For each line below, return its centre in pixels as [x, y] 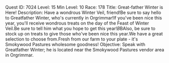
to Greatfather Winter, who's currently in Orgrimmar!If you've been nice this [84, 18]
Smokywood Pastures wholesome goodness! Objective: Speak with [75, 44]
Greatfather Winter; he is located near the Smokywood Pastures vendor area [85, 50]
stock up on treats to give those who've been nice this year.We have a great [84, 34]
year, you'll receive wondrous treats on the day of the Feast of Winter [77, 23]
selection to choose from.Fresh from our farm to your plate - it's [72, 39]
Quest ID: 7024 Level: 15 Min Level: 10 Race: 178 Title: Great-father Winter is [84, 7]
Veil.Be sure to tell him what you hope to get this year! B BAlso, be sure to [80, 28]
